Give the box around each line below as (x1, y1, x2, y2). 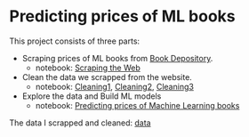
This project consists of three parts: (9, 36, 141, 46)
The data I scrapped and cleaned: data (9, 117, 151, 128)
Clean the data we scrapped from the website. (21, 71, 193, 82)
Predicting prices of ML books (9, 6, 236, 27)
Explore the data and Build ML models (21, 91, 162, 101)
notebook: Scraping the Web (35, 62, 141, 73)
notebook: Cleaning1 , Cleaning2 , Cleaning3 (35, 81, 194, 92)
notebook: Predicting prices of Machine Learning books (35, 100, 240, 110)
